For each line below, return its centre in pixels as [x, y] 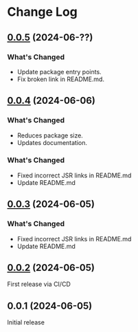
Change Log [42, 12]
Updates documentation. [52, 142]
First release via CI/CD [39, 284]
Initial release [26, 322]
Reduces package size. [50, 135]
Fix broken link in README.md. [61, 79]
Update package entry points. [59, 71]
